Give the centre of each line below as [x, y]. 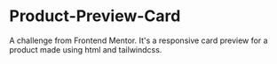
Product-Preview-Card [95, 16]
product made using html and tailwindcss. [86, 49]
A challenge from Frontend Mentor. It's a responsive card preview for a [138, 40]
